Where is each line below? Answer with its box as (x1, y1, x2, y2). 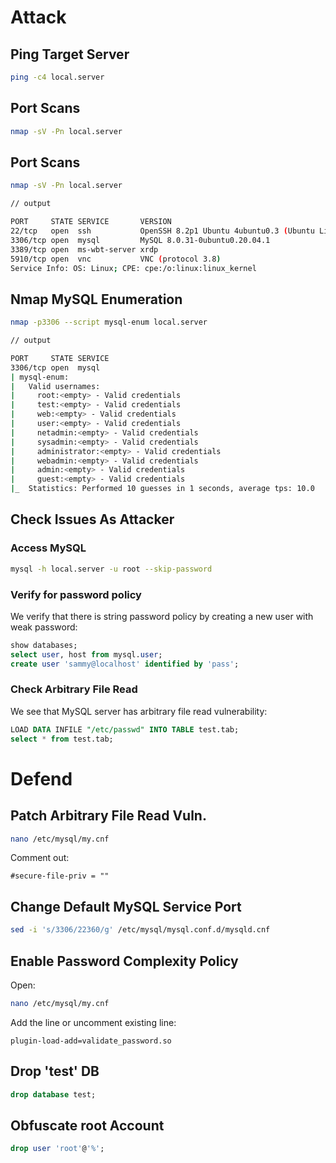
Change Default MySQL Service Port (10, 898, 242, 915)
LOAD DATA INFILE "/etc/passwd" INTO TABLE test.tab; (10, 724, 240, 735)
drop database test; (10, 1089, 97, 1100)
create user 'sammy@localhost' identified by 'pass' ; (10, 659, 240, 669)
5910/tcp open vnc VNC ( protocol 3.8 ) (10, 254, 222, 264)
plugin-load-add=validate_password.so (10, 1036, 172, 1046)
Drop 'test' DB (10, 1063, 100, 1080)
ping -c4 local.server (10, 72, 105, 82)
